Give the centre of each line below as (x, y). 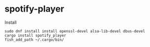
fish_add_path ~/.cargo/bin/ (34, 40)
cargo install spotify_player (36, 35)
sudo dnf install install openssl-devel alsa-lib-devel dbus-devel (75, 31)
